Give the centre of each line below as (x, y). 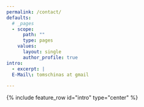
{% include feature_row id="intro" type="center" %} (72, 98)
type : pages (38, 40)
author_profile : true (50, 57)
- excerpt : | (28, 69)
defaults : (19, 18)
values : (27, 46)
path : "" (34, 35)
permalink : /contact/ (34, 12)
